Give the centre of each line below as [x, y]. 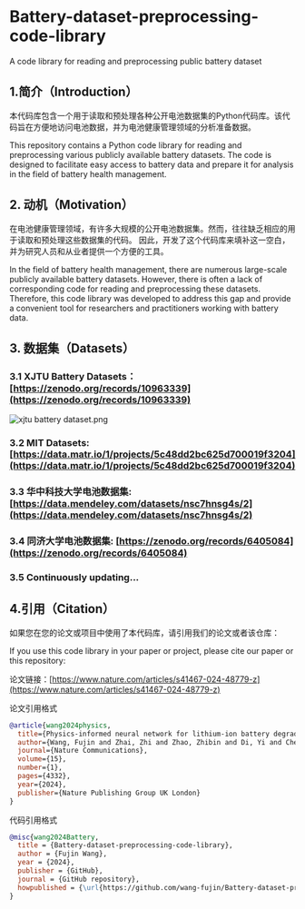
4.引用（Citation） [62, 609]
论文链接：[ [31, 679]
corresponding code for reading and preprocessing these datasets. [135, 289]
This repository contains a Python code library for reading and [126, 145]
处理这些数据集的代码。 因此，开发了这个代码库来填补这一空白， [169, 240]
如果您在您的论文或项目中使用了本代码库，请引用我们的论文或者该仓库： [144, 632]
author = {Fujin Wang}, [62, 854]
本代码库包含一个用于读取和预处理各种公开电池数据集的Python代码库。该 [146, 115]
